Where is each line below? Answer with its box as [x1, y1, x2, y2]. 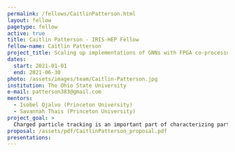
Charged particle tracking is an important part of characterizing [13, 120, 215, 128]
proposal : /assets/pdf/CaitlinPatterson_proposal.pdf [7, 127, 168, 134]
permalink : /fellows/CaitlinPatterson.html [7, 10, 136, 18]
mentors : [7, 95, 33, 102]
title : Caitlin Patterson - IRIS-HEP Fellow [7, 36, 139, 43]
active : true [7, 29, 45, 37]
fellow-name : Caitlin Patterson [7, 43, 101, 50]
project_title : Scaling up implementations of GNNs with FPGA [7, 50, 192, 57]
